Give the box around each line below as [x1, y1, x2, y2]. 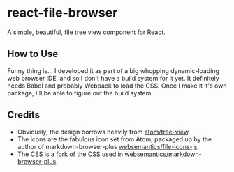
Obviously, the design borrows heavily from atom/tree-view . [17, 127, 191, 136]
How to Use [7, 48, 59, 60]
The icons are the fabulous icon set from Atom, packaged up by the [17, 134, 212, 143]
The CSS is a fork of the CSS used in [17, 150, 124, 158]
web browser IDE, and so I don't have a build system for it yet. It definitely [7, 74, 220, 82]
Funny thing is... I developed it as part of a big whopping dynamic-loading [7, 66, 220, 75]
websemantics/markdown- [124, 150, 202, 158]
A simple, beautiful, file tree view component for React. [7, 28, 166, 36]
